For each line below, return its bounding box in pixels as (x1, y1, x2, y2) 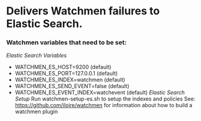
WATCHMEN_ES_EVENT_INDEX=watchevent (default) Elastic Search (14, 89, 185, 96)
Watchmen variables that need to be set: (6, 38, 127, 47)
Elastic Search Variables (6, 52, 67, 59)
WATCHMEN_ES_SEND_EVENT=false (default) (14, 83, 130, 90)
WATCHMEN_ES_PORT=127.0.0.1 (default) (14, 70, 118, 77)
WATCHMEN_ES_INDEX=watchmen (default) (14, 76, 125, 83)
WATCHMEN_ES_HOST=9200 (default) (14, 63, 112, 71)
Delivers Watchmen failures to (6, 4, 160, 18)
